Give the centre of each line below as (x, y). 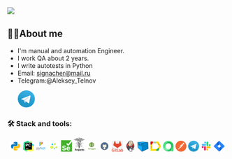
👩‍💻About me (35, 34)
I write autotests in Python (55, 65)
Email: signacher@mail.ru (54, 73)
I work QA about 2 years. (53, 58)
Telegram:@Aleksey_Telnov (57, 81)
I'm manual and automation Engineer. (71, 50)
